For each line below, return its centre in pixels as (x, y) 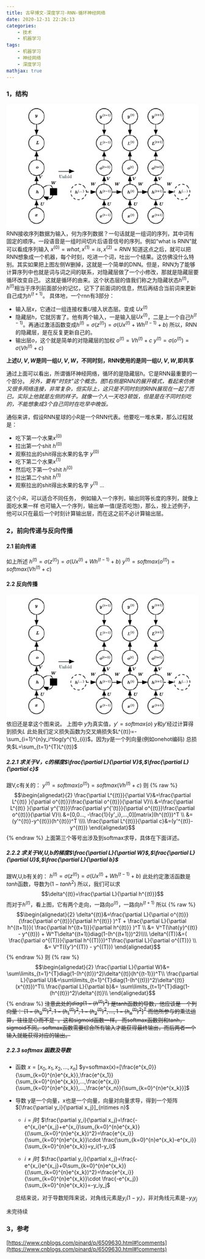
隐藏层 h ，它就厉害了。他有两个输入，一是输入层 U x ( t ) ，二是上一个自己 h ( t (106, 316)
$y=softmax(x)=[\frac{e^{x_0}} (118, 1067)
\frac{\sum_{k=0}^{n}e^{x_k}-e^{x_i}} (149, 1139)
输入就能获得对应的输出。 (38, 1035)
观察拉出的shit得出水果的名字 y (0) (57, 453)
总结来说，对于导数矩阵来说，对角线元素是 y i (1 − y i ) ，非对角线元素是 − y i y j (106, 1198)
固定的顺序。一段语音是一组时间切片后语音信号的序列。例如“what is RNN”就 (102, 242)
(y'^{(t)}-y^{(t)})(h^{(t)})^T (45, 821)
